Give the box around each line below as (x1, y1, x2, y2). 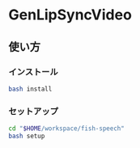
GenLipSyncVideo (8, 6, 132, 24)
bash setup (8, 132, 45, 140)
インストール (8, 66, 58, 78)
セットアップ (8, 105, 59, 116)
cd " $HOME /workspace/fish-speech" (8, 125, 125, 133)
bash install (8, 85, 53, 93)
